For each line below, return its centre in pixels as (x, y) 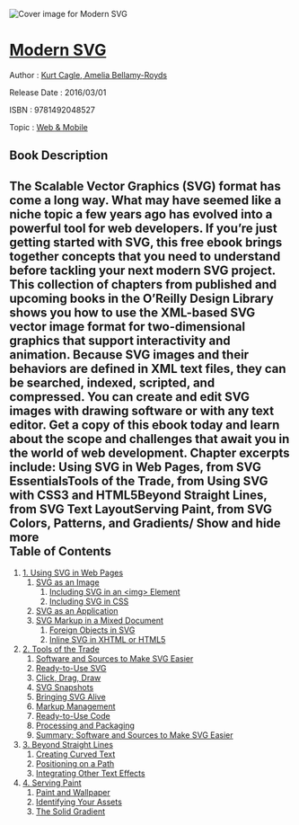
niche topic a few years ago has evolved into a (141, 214)
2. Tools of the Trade (61, 649)
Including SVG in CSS (89, 601)
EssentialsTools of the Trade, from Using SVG (139, 481)
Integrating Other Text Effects (90, 774)
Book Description (59, 156)
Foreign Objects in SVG (92, 630)
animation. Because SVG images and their (129, 355)
